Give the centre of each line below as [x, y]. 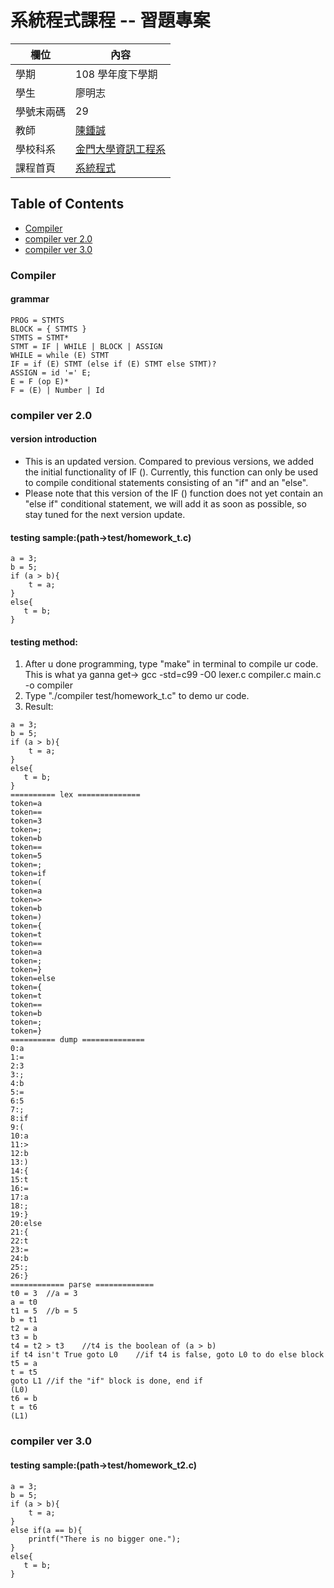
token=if [28, 874]
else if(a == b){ [46, 1530]
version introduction [54, 439]
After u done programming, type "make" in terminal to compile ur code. [171, 664]
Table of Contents [67, 204]
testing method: [44, 642]
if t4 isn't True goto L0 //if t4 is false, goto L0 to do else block [167, 1355]
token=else [33, 979]
